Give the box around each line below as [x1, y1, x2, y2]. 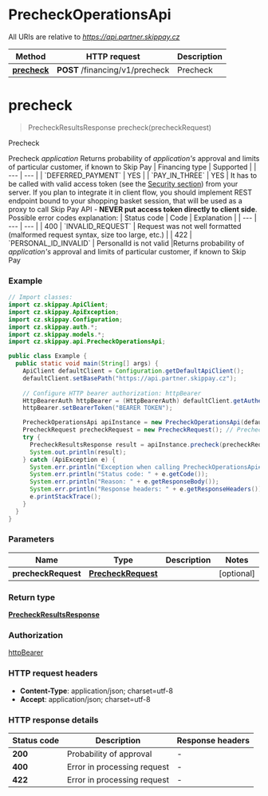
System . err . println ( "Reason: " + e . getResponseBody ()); [29, 478, 219, 486]
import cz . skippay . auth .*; [8, 323, 98, 331]
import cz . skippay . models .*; [8, 330, 105, 338]
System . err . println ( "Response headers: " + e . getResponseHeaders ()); [29, 485, 266, 494]
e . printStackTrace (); [29, 493, 102, 501]
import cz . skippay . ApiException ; [8, 308, 120, 316]
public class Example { [8, 353, 88, 361]
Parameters [8, 534, 54, 545]
